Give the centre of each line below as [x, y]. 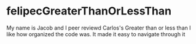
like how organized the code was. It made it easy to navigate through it [96, 34]
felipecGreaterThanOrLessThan [89, 11]
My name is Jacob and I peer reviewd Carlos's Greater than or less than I [99, 28]
